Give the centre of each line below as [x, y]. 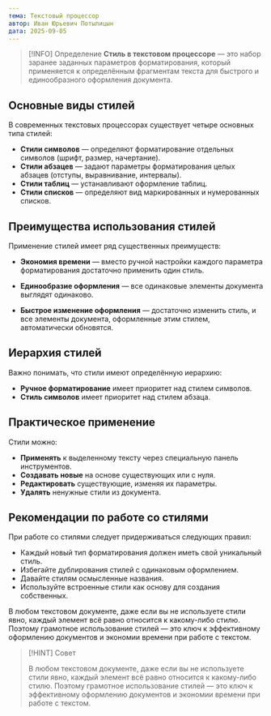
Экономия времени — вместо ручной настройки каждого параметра [141, 262]
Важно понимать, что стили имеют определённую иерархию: [115, 372]
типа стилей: [30, 134]
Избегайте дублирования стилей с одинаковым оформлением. [129, 570]
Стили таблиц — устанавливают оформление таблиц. [114, 184]
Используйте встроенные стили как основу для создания [120, 587]
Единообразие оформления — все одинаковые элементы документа [142, 286]
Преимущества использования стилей [112, 227]
